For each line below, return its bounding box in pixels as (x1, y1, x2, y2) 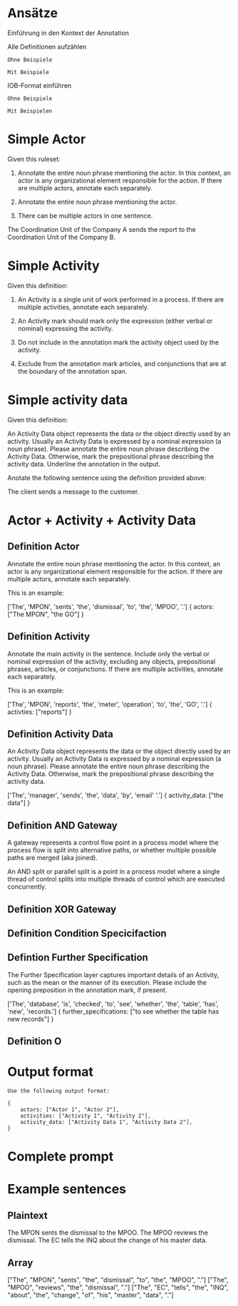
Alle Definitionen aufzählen (7, 42, 87, 51)
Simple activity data (7, 392, 128, 408)
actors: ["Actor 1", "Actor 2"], (20, 1106, 120, 1113)
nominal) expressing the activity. (17, 324, 114, 332)
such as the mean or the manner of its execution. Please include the (7, 978, 207, 986)
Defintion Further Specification (7, 952, 148, 964)
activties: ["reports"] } (7, 708, 73, 716)
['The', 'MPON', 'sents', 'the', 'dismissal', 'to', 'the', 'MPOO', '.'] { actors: (7, 602, 214, 611)
